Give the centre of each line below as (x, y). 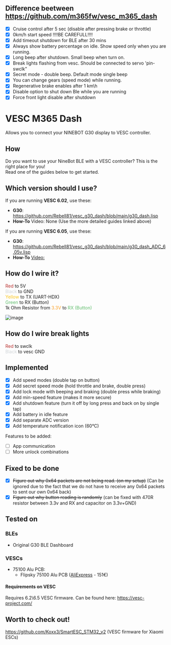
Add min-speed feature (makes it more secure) (62, 397)
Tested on (21, 519)
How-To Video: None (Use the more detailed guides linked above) (82, 221)
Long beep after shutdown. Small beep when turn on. (69, 57)
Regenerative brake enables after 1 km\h (55, 86)
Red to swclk (19, 346)
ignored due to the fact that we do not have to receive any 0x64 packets (89, 486)
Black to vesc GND (25, 351)
